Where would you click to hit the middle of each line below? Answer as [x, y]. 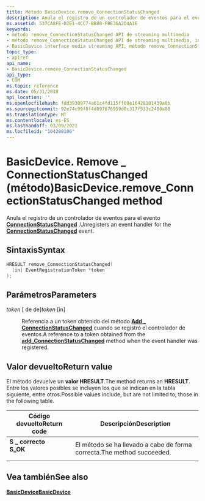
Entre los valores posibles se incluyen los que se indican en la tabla [91, 388]
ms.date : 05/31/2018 [33, 92]
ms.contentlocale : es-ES [38, 120]
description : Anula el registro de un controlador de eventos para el [98, 18]
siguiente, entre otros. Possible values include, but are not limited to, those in [102, 394]
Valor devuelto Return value [59, 367]
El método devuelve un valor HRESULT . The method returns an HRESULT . [98, 381]
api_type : [19, 75]
